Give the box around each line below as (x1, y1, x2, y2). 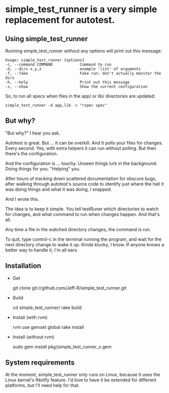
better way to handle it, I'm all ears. (5, 247, 78, 253)
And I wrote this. (5, 196, 39, 202)
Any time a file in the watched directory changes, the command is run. (5, 226, 151, 232)
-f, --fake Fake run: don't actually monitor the (5, 71, 161, 76)
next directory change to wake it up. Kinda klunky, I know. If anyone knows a (5, 241, 164, 247)
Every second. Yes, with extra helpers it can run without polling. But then (5, 145, 156, 151)
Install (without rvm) (12, 334, 54, 340)
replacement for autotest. (5, 14, 115, 26)
